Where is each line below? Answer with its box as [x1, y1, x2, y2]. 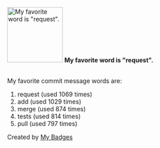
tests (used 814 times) [17, 112, 81, 120]
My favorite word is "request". [64, 56, 154, 64]
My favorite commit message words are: [7, 77, 123, 85]
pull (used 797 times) [17, 120, 78, 127]
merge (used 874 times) [17, 105, 87, 113]
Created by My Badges [7, 133, 73, 141]
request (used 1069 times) [17, 90, 93, 98]
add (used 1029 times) [17, 98, 82, 106]
